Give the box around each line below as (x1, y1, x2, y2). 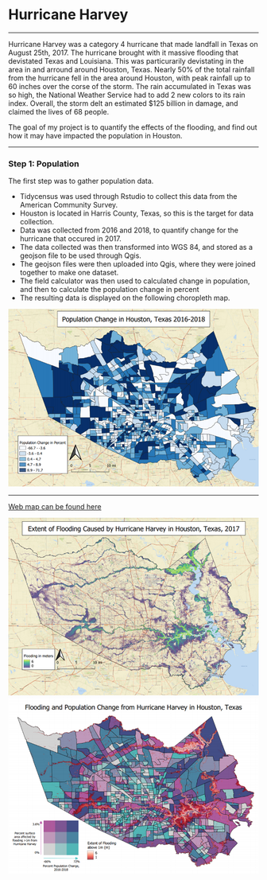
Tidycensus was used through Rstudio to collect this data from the (19, 192, 238, 201)
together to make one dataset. (19, 268, 119, 278)
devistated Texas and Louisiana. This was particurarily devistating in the (8, 56, 244, 65)
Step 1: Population (8, 158, 79, 169)
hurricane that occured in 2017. (19, 234, 122, 243)
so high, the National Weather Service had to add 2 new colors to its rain (8, 90, 246, 99)
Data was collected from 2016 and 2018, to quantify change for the (19, 225, 239, 236)
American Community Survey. (19, 201, 118, 210)
